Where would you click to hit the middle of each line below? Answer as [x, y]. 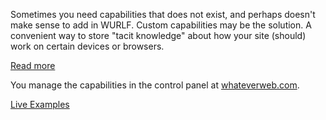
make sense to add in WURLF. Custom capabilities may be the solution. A [161, 25]
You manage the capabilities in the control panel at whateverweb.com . [155, 85]
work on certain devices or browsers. [87, 46]
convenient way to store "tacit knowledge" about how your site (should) [158, 35]
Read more [33, 65]
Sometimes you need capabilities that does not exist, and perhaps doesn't [163, 14]
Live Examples [40, 104]
